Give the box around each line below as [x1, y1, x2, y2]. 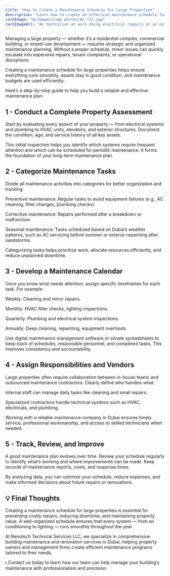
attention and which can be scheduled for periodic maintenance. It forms [5, 147, 157, 153]
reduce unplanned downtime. [5, 252, 67, 258]
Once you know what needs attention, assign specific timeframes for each [5, 280, 160, 287]
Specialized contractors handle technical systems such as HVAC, [5, 399, 141, 405]
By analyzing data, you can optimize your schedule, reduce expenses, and [5, 474, 160, 480]
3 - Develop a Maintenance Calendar [5, 267, 123, 276]
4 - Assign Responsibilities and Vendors [5, 361, 135, 369]
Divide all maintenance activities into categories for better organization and [5, 181, 162, 187]
